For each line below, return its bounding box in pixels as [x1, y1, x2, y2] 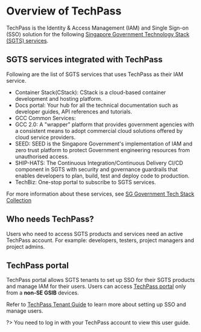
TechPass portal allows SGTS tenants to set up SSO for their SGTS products [6, 276, 195, 284]
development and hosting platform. [14, 95, 103, 102]
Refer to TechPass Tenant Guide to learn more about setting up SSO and [6, 301, 187, 308]
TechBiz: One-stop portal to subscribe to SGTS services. [14, 178, 156, 185]
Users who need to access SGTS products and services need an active [6, 230, 183, 237]
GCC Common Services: [14, 114, 76, 121]
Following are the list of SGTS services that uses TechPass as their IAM [6, 71, 183, 78]
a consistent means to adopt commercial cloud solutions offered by [14, 127, 183, 134]
